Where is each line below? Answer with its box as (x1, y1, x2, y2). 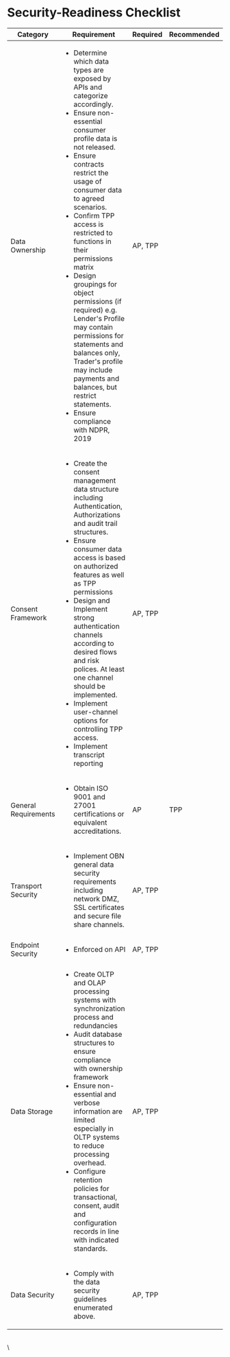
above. (73, 1311, 96, 1321)
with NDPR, (73, 425, 110, 435)
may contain (73, 322, 114, 332)
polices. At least (73, 664, 125, 673)
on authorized (73, 561, 118, 571)
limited (73, 1115, 95, 1125)
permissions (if (73, 296, 122, 306)
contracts (73, 159, 105, 169)
